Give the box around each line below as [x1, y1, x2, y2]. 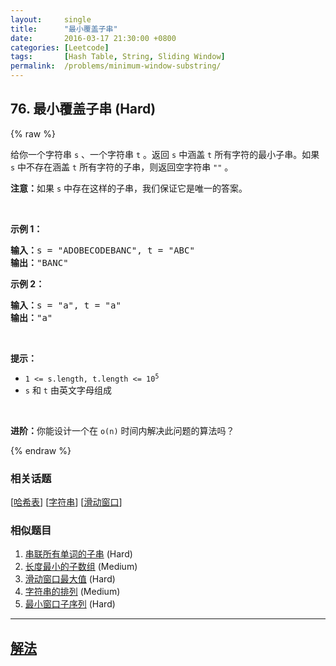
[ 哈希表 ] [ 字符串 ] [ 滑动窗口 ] [10, 496, 123, 508]
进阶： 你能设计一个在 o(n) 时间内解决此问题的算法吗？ [10, 424, 235, 436]
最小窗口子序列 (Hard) [24, 598, 116, 610]
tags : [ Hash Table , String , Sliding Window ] [10, 52, 226, 62]
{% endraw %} [10, 444, 72, 456]
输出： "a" [10, 312, 53, 323]
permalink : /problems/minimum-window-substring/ [10, 61, 222, 71]
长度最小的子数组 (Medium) [24, 561, 138, 573]
